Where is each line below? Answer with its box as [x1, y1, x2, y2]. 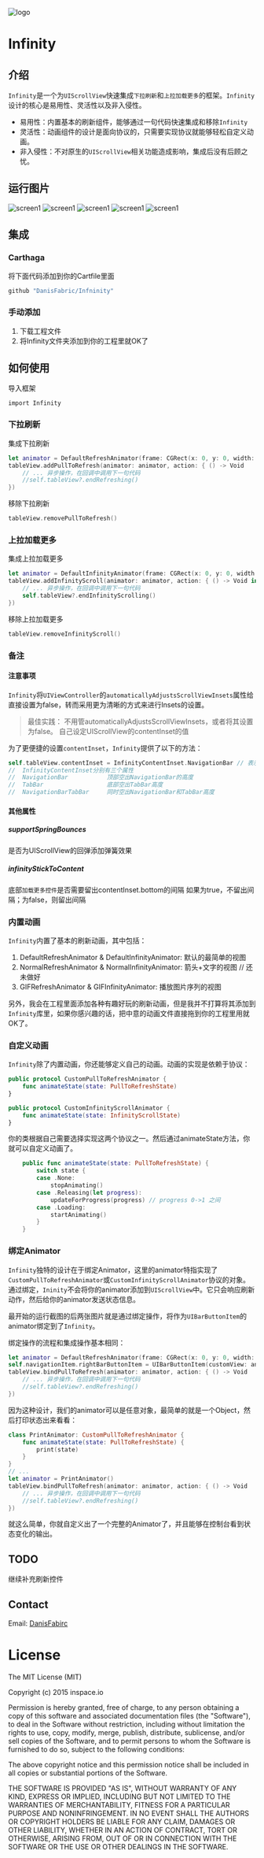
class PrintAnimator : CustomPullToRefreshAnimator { [8, 1430, 185, 1439]
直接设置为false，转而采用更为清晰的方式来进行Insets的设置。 [8, 699, 209, 709]
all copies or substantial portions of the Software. [8, 1768, 167, 1778]
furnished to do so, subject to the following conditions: [8, 1745, 185, 1754]
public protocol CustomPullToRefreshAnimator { [8, 1075, 167, 1083]
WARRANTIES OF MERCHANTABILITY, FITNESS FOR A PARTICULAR [8, 1800, 230, 1809]
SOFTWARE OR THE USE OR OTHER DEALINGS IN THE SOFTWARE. [8, 1841, 229, 1851]
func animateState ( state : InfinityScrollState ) [22, 1111, 181, 1119]
